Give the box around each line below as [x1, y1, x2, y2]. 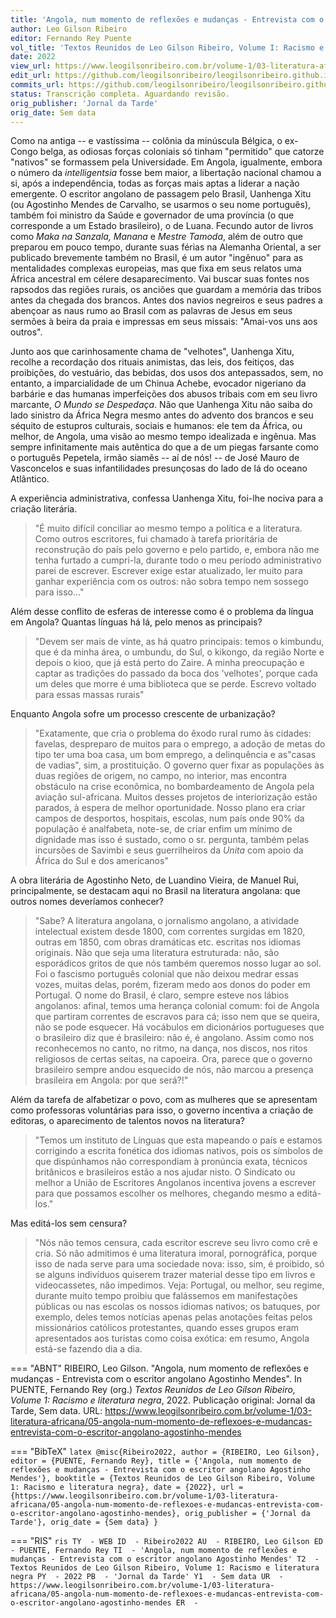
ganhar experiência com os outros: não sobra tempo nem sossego [34, 576, 309, 588]
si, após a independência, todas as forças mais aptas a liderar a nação [10, 177, 300, 190]
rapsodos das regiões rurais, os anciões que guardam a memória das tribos [10, 284, 322, 296]
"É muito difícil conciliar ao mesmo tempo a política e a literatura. [34, 522, 303, 535]
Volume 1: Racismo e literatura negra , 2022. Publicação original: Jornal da [10, 1394, 316, 1406]
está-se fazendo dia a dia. [34, 1343, 143, 1355]
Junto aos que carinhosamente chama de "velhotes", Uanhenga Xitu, [10, 346, 295, 358]
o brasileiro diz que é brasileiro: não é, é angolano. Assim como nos [34, 1032, 315, 1044]
